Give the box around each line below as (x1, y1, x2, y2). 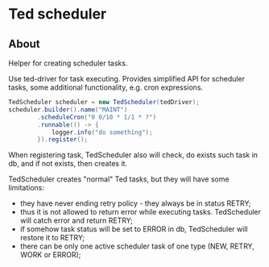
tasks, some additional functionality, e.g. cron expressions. (8, 82, 204, 92)
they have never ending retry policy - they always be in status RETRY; (19, 198, 251, 208)
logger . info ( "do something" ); (51, 128, 153, 136)
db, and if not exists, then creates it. (8, 159, 127, 169)
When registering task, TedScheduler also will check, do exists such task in (8, 150, 259, 160)
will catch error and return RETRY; (19, 215, 133, 226)
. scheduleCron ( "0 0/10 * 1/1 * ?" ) (37, 113, 157, 121)
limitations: (8, 183, 45, 193)
